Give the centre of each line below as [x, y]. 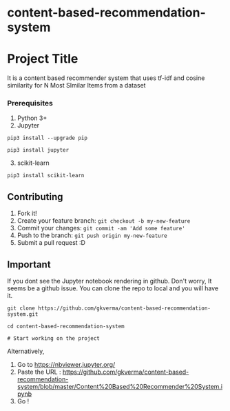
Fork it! [27, 213]
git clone [21, 308]
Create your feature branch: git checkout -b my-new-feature [104, 221]
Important [29, 264]
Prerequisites [30, 103]
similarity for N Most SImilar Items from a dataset [76, 86]
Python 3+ [32, 118]
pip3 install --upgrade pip [48, 138]
